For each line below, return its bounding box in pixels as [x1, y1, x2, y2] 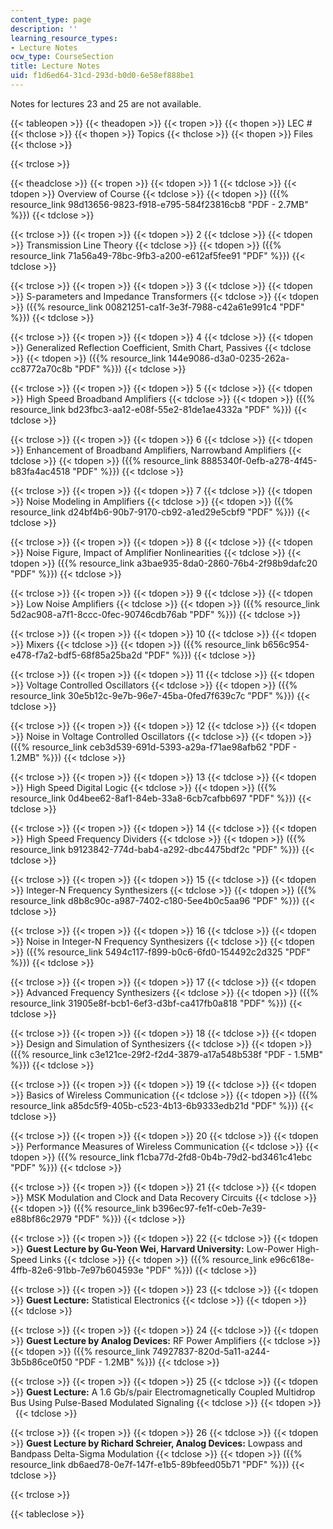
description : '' [10, 24, 78, 34]
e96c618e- [269, 1253, 315, 1265]
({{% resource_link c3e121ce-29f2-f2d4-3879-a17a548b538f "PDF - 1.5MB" [10, 1048, 324, 1060]
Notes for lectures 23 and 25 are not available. [10, 97, 202, 110]
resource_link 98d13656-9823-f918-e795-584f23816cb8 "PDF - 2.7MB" [10, 198, 309, 210]
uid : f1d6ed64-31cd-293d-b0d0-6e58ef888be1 [10, 71, 195, 81]
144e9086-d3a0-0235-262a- [168, 352, 290, 364]
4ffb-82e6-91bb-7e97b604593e [10, 1264, 144, 1276]
